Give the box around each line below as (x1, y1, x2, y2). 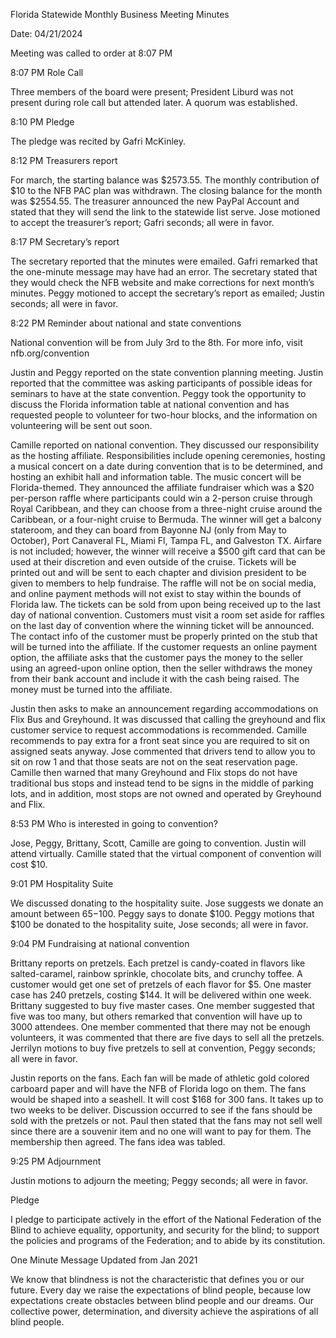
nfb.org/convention (10, 347, 90, 359)
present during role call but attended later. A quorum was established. (10, 97, 298, 108)
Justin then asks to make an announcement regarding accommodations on (10, 703, 319, 714)
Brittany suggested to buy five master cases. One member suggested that (10, 1000, 315, 1011)
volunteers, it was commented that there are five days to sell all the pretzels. (10, 1032, 325, 1043)
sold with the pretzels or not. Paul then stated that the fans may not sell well (10, 1115, 323, 1126)
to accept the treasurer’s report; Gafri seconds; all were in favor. (10, 217, 275, 228)
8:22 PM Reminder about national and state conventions (10, 317, 242, 329)
